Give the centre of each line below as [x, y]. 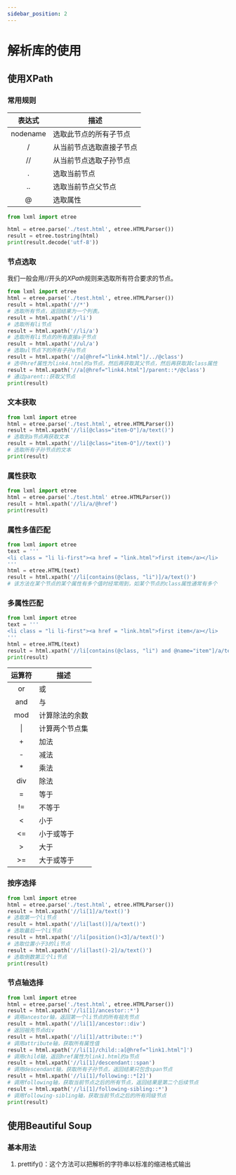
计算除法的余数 [64, 715]
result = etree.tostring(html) [53, 236]
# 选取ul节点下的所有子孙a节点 [47, 351]
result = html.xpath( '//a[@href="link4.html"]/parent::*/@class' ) [106, 370]
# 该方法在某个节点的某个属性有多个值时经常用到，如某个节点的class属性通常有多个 [112, 584]
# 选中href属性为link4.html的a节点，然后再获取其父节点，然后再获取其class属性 [112, 363]
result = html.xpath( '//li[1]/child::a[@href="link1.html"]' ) [100, 1050]
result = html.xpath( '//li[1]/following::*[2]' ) [80, 1076]
